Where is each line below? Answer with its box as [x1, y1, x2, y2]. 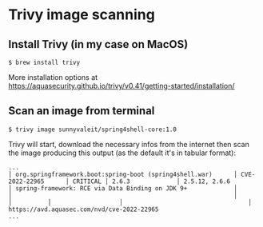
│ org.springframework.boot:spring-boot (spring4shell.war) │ [8, 170, 238, 178]
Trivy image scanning [8, 6, 156, 24]
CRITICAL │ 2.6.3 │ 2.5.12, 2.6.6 [72, 177, 230, 185]
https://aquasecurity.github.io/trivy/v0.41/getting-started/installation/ [8, 82, 235, 90]
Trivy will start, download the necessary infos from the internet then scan [8, 139, 249, 149]
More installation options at [8, 73, 98, 82]
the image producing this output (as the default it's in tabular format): [8, 148, 237, 157]
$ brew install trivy [8, 58, 81, 66]
